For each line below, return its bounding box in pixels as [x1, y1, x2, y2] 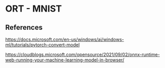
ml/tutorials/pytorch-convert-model [5, 42, 80, 48]
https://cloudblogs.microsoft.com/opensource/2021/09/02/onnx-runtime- [5, 51, 160, 57]
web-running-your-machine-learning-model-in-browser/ [5, 57, 125, 63]
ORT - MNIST [5, 3, 62, 15]
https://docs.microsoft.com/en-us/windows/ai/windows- [5, 36, 124, 42]
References [5, 23, 43, 32]
